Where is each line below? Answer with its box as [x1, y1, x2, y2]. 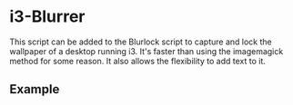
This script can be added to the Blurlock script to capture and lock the [9, 36, 273, 47]
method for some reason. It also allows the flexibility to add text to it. [9, 55, 266, 66]
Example [9, 81, 60, 97]
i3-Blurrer [9, 6, 86, 27]
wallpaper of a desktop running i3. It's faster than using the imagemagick [9, 45, 284, 56]
